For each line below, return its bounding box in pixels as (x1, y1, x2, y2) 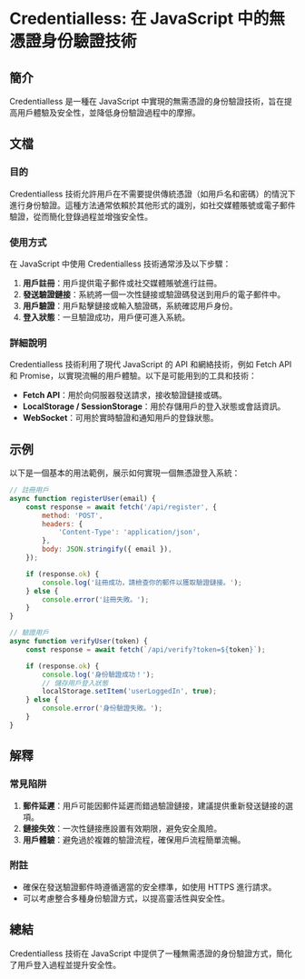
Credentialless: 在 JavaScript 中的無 (9, 8, 286, 29)
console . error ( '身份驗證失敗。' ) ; (42, 704, 163, 714)
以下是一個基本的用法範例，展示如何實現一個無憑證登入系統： (9, 467, 241, 478)
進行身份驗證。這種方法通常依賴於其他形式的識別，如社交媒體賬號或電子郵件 (9, 199, 296, 210)
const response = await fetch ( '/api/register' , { (25, 502, 218, 512)
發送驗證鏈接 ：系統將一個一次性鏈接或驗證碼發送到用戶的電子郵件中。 (22, 288, 286, 300)
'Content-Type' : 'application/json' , (57, 528, 202, 537)
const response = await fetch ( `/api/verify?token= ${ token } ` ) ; (25, 644, 266, 654)
